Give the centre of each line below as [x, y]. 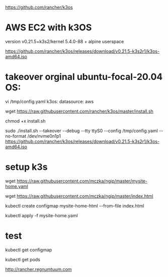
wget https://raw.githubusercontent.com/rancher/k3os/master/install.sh [79, 111]
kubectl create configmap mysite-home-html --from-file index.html [75, 206]
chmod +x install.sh [26, 121]
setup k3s [26, 167]
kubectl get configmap [29, 250]
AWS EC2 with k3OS [49, 28]
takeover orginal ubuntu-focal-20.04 [84, 77]
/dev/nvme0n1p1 [44, 136]
